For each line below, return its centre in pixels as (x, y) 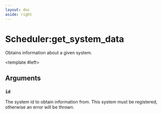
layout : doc (17, 10)
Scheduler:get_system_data (65, 39)
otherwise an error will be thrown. (40, 107)
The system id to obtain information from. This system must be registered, (81, 102)
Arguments (23, 78)
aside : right (19, 14)
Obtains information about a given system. (49, 53)
